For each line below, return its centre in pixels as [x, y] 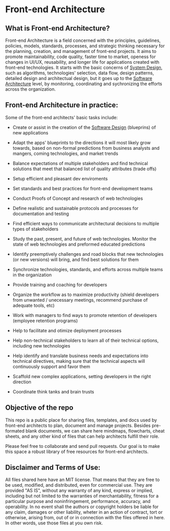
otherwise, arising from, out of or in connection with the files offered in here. [85, 518]
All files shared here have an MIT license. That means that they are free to [82, 480]
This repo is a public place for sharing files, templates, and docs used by [81, 420]
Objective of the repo [39, 408]
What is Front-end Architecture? [58, 28]
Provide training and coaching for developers [60, 284]
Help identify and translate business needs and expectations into [80, 356]
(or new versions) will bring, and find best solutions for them [76, 259]
